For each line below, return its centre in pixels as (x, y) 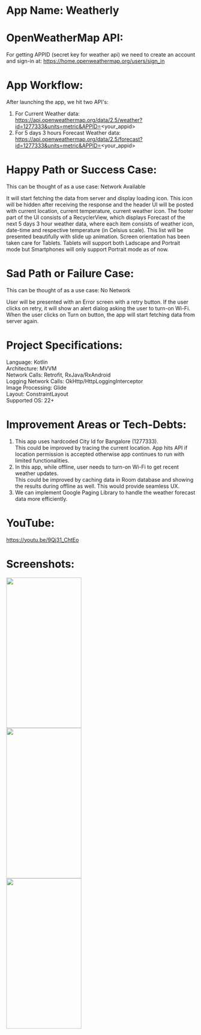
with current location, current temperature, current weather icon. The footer (100, 211)
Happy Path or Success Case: (82, 170)
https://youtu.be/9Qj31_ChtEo (43, 539)
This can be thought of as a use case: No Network (68, 290)
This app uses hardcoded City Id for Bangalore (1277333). (87, 441)
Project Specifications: (64, 346)
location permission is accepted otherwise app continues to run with (100, 454)
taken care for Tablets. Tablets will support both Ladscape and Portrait (93, 243)
